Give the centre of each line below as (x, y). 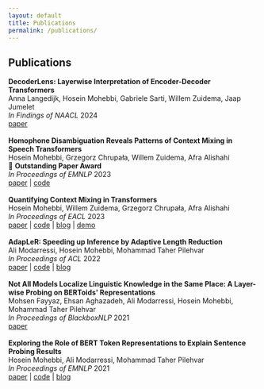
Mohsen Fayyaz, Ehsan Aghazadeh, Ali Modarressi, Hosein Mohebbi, (121, 301)
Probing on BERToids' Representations (91, 293)
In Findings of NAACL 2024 (53, 115)
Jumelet (21, 107)
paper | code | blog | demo (52, 225)
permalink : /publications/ (53, 30)
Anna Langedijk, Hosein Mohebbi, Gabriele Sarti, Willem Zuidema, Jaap (125, 98)
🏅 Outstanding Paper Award (55, 166)
